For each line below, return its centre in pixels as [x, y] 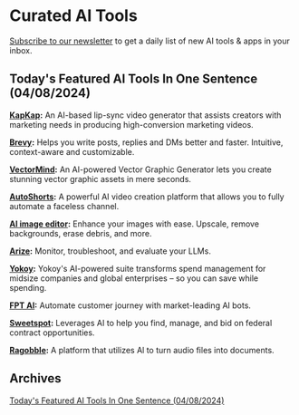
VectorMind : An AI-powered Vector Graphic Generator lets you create [140, 169]
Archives [35, 378]
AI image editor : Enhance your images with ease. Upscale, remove [135, 224]
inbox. [21, 50]
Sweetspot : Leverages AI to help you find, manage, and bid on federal [141, 323]
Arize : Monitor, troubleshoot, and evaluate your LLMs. [110, 251]
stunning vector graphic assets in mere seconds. [101, 179]
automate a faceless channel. [64, 206]
